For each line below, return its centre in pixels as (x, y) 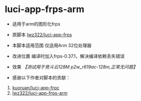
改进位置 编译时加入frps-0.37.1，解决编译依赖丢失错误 (68, 56)
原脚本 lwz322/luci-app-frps (42, 34)
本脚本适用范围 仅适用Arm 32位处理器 (52, 45)
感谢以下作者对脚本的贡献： (41, 77)
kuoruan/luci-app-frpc (36, 87)
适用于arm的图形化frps (36, 24)
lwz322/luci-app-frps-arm (40, 93)
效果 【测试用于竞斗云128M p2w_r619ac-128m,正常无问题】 (75, 67)
